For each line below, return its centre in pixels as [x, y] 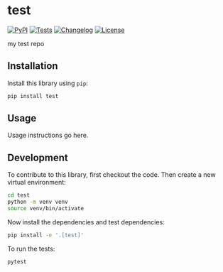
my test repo [26, 43]
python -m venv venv [38, 202]
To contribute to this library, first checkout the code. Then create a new [111, 175]
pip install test [33, 96]
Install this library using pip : [48, 83]
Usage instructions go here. [48, 135]
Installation [33, 66]
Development [38, 157]
